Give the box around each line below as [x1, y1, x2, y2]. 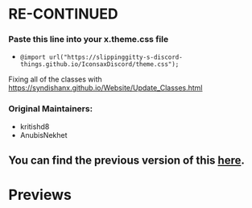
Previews [8, 186, 72, 204]
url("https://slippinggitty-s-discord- [49, 53, 183, 61]
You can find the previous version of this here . [8, 154, 246, 168]
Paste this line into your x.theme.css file [8, 34, 169, 45]
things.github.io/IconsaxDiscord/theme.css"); [19, 60, 180, 69]
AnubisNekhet [19, 130, 68, 139]
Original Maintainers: [8, 103, 93, 114]
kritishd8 [19, 122, 50, 131]
